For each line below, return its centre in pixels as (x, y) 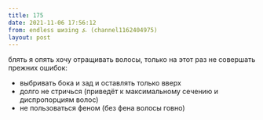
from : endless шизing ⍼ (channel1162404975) (83, 30)
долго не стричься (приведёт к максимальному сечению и (119, 92)
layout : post (29, 37)
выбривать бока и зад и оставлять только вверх (100, 83)
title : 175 (26, 15)
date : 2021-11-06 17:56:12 (52, 23)
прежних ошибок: (38, 68)
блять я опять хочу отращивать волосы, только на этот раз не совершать (132, 60)
